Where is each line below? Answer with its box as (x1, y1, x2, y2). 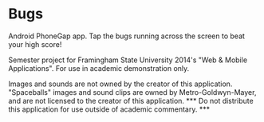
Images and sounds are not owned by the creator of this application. (8, 79, 233, 89)
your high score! (8, 39, 62, 49)
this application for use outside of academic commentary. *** (8, 104, 210, 114)
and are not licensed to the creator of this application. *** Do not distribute (8, 96, 254, 105)
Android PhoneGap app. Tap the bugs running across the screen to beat (8, 31, 246, 41)
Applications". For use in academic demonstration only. (8, 63, 190, 73)
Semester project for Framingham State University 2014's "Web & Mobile (8, 55, 248, 65)
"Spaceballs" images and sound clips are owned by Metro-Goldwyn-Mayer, (8, 87, 257, 96)
